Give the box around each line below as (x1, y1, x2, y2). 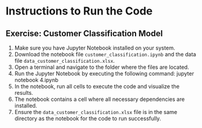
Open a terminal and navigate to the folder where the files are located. (14, 63, 189, 71)
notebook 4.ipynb (14, 77, 59, 83)
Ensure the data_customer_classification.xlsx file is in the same (14, 109, 178, 115)
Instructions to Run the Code (5, 4, 153, 18)
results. (14, 89, 34, 96)
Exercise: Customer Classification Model (5, 28, 163, 39)
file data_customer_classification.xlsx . (14, 57, 116, 64)
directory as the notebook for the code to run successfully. (14, 115, 161, 122)
